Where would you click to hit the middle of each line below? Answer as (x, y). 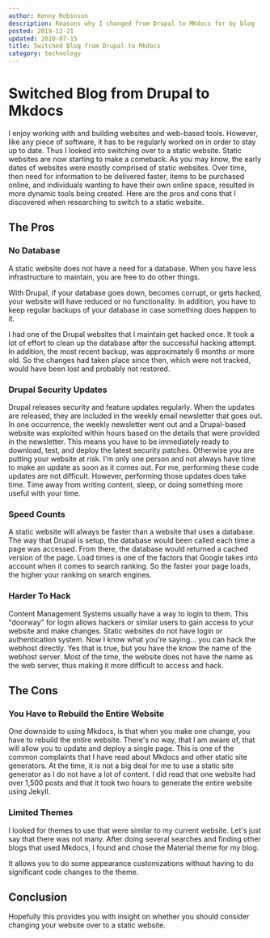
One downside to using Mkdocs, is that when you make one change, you (129, 731)
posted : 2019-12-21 (41, 31)
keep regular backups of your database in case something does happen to (133, 309)
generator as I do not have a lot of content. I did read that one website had (132, 774)
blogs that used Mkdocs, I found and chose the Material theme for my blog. (134, 847)
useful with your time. (44, 493)
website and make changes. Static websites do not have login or (116, 631)
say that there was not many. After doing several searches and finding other (135, 838)
